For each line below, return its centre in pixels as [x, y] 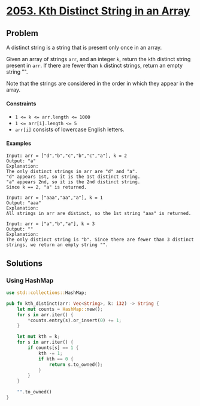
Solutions [25, 263]
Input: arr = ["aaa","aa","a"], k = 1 [54, 198]
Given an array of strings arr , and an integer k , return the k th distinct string [99, 59]
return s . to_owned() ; [76, 364]
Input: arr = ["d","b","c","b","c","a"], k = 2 [67, 156]
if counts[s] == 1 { [53, 348]
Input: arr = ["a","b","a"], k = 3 [51, 224]
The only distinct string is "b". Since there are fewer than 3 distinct [100, 240]
